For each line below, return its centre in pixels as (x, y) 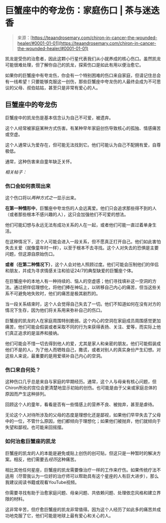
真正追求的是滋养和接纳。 (35, 333)
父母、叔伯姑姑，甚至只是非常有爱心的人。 (57, 87)
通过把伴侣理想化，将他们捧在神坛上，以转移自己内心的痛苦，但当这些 (85, 287)
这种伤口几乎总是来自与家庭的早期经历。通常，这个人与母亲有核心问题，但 (81, 382)
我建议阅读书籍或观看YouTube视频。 (42, 482)
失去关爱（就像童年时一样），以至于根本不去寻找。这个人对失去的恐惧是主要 (82, 248)
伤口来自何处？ (23, 370)
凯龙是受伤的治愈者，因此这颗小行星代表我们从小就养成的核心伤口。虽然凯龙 (83, 58)
